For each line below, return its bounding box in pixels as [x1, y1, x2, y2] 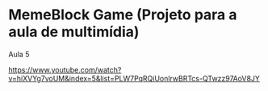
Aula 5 [8, 49, 30, 59]
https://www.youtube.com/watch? [8, 64, 122, 74]
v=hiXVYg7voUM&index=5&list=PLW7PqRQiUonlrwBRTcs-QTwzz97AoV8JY [8, 73, 261, 83]
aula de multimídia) [8, 23, 140, 41]
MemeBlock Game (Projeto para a [8, 6, 237, 24]
